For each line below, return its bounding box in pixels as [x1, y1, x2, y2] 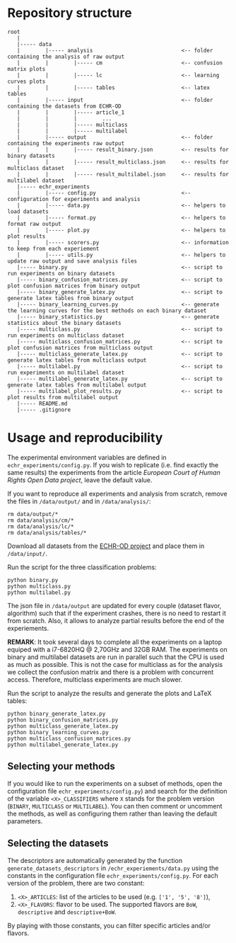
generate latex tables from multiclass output [7, 356, 147, 364]
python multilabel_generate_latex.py [7, 741, 119, 748]
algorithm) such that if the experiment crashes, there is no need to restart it [7, 609, 226, 617]
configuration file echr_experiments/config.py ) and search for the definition [7, 787, 228, 795]
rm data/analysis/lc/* [7, 522, 74, 530]
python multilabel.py [7, 589, 71, 596]
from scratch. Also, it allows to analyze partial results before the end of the [7, 616, 225, 624]
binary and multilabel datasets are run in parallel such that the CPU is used [7, 653, 225, 661]
